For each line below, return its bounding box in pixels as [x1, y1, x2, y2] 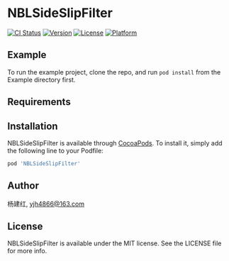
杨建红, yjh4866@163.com [7, 199, 85, 208]
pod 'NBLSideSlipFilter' [7, 160, 81, 167]
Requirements [7, 96, 71, 108]
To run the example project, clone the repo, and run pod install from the [7, 67, 221, 76]
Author [7, 179, 39, 192]
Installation [7, 120, 58, 132]
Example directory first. [7, 75, 76, 84]
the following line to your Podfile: [7, 146, 104, 155]
